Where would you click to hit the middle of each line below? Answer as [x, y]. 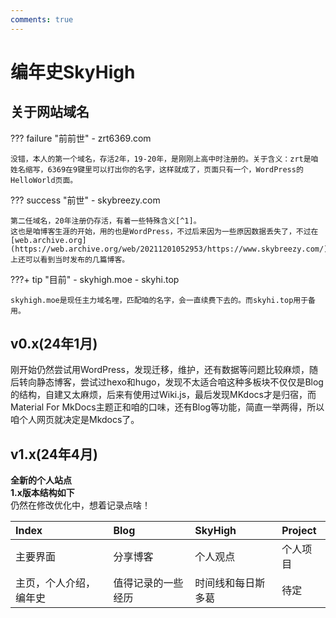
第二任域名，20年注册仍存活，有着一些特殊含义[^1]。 [106, 221]
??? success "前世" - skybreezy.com [85, 200]
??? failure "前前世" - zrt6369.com [81, 138]
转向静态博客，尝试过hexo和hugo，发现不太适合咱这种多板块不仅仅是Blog [171, 382]
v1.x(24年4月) [54, 454]
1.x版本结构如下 [42, 493]
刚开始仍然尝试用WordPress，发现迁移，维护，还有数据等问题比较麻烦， [160, 370]
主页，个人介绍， [56, 583]
